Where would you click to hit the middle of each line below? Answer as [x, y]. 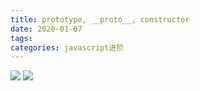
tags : [21, 38]
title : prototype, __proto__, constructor [100, 19]
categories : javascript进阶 [67, 47]
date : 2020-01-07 [46, 29]
